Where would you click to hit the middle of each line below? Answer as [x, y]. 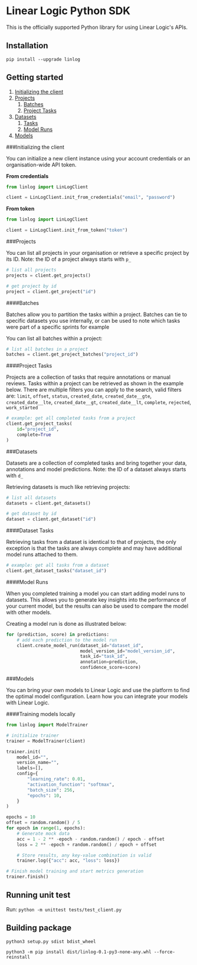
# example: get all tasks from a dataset [58, 565]
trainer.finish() [27, 877]
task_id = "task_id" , [104, 657]
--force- [165, 952]
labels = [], [30, 768]
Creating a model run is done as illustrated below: [66, 623]
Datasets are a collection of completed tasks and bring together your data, [96, 463]
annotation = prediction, [109, 662]
